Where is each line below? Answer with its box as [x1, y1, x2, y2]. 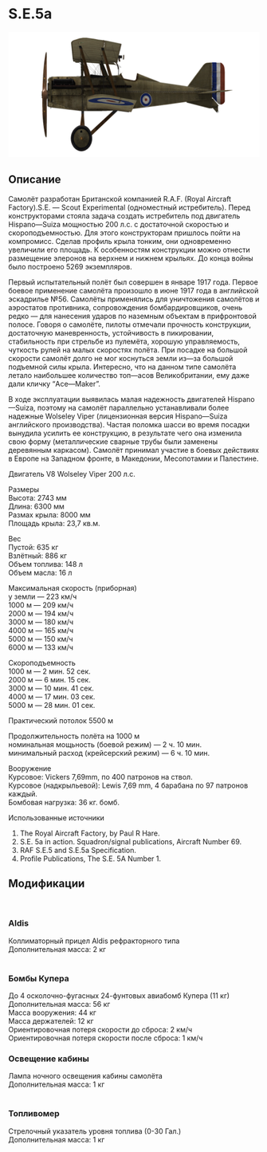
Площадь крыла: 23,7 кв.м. [8, 518, 101, 528]
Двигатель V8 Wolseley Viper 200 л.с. [8, 469, 135, 478]
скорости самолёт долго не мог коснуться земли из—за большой [8, 353, 234, 363]
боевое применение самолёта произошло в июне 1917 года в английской [8, 285, 259, 295]
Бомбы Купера [8, 973, 69, 984]
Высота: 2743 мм [8, 493, 68, 502]
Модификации [8, 877, 85, 891]
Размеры [8, 484, 40, 494]
